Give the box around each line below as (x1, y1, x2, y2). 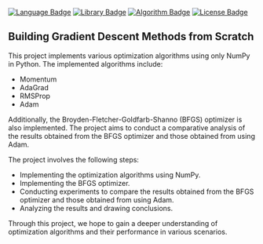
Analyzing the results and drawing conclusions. (19, 203, 174, 213)
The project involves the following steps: (8, 155, 140, 164)
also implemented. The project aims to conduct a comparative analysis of (8, 122, 246, 133)
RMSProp (19, 91, 51, 100)
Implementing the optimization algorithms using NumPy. (19, 169, 201, 180)
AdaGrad (19, 82, 49, 92)
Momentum (19, 75, 57, 84)
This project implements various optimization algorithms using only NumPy (8, 51, 250, 60)
